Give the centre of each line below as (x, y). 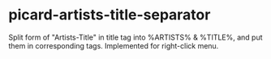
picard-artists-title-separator (110, 15)
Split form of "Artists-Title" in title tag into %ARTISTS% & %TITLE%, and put (135, 37)
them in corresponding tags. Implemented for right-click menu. (114, 45)
